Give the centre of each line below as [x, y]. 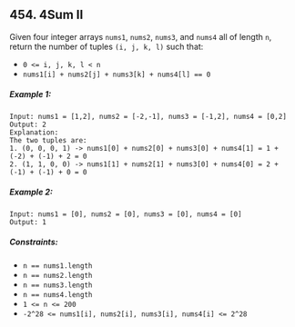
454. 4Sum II [46, 15]
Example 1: [31, 94]
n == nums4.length [57, 294]
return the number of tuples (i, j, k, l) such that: [107, 46]
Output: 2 [28, 124]
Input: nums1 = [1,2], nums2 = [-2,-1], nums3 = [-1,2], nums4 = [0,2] [148, 116]
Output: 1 [28, 222]
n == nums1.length [57, 266]
